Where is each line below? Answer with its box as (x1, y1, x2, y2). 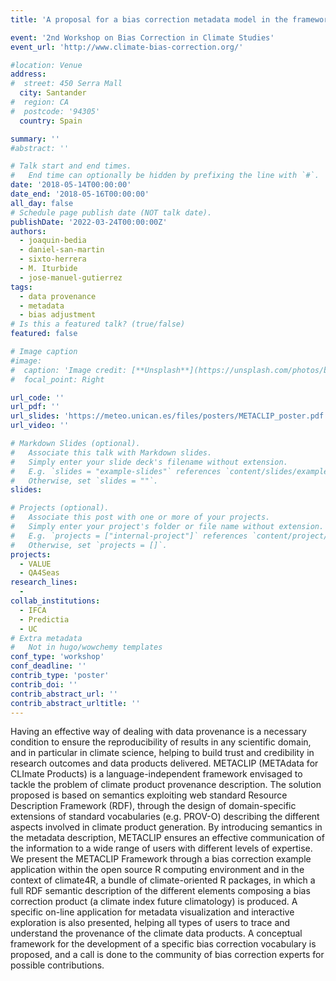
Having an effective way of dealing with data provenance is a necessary (10, 726, 307, 738)
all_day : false (10, 198, 74, 208)
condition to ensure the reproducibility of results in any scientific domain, (10, 736, 312, 748)
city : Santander (19, 88, 87, 98)
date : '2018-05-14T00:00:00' (10, 180, 132, 190)
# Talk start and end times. (10, 161, 132, 171)
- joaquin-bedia (19, 236, 87, 246)
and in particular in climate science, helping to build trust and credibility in (10, 747, 315, 759)
